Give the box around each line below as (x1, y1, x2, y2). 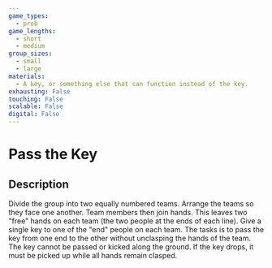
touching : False (8, 95, 63, 103)
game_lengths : (8, 27, 57, 35)
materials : (8, 72, 45, 80)
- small (15, 58, 42, 66)
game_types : (8, 11, 49, 20)
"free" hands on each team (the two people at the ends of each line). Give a (8, 216, 262, 226)
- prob (15, 19, 38, 28)
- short (15, 34, 42, 43)
